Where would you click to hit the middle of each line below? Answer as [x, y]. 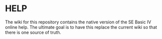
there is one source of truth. [33, 32]
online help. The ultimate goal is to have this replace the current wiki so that [81, 27]
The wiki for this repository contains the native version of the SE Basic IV [78, 22]
